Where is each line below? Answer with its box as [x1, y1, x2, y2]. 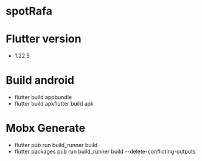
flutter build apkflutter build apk [14, 100, 94, 108]
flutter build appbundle [14, 94, 72, 101]
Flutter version [5, 32, 82, 46]
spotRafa [5, 4, 53, 18]
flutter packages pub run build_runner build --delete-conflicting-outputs [14, 148, 196, 155]
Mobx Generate [5, 122, 86, 135]
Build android [5, 74, 74, 87]
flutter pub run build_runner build [14, 142, 98, 148]
